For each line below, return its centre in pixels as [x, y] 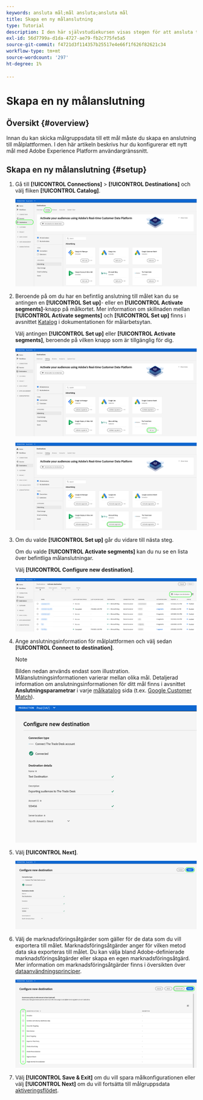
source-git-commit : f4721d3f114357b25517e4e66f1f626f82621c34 [86, 45]
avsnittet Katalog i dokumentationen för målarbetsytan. [83, 322]
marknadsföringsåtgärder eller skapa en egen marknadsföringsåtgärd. [102, 958]
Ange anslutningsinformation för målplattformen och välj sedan [93, 641]
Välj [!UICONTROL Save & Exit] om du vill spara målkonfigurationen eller [105, 1077]
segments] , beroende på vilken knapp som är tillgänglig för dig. [94, 340]
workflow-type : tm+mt [34, 51]
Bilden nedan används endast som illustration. [72, 671]
